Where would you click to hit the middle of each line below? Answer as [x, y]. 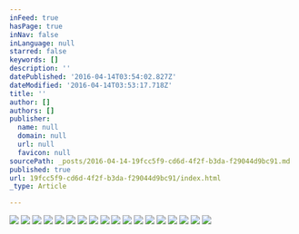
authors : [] [32, 111]
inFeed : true [34, 18]
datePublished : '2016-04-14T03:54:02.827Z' [93, 77]
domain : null [42, 136]
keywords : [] [34, 60]
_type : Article [38, 187]
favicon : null [44, 152]
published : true [40, 170]
